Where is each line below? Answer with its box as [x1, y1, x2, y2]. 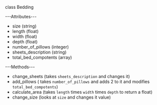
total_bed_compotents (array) [12, 54, 72, 60]
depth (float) [12, 39, 38, 45]
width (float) [12, 34, 37, 39]
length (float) [12, 28, 39, 34]
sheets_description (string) [12, 49, 67, 55]
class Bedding [5, 4, 34, 10]
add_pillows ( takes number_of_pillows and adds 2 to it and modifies [12, 79, 150, 84]
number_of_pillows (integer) [12, 44, 69, 50]
